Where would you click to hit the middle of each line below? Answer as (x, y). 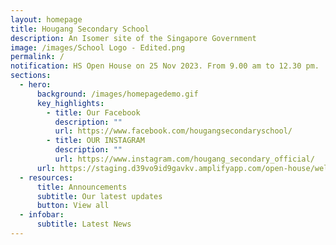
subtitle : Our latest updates (99, 196)
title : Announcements (82, 187)
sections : (31, 76)
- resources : (46, 177)
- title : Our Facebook (93, 112)
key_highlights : (70, 103)
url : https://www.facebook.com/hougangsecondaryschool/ (173, 131)
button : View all (73, 206)
